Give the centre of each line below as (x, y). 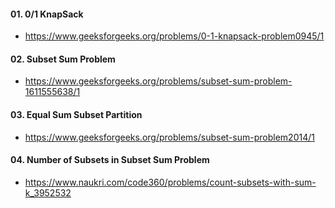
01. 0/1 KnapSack (47, 14)
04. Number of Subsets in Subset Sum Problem (110, 160)
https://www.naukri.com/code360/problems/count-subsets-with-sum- (170, 182)
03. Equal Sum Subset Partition (76, 114)
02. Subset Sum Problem (63, 59)
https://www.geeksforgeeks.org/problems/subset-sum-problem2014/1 (169, 137)
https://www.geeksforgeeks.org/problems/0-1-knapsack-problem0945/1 (174, 36)
